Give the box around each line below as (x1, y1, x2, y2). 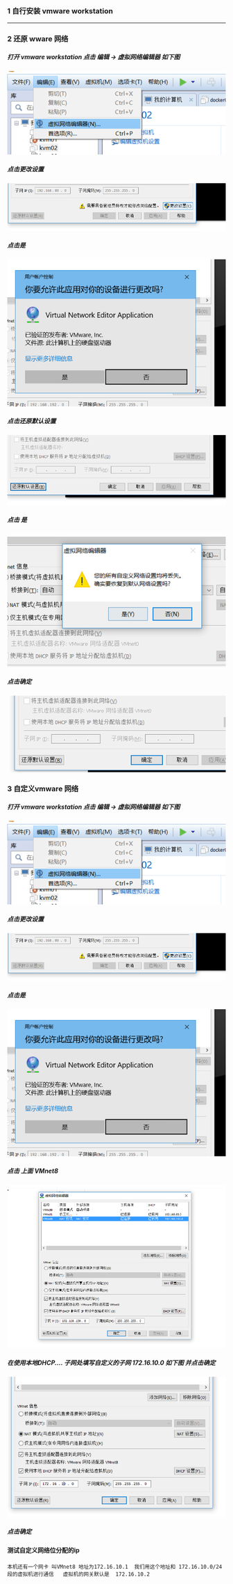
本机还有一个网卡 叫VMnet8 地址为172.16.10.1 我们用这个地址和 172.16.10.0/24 (7, 1563, 223, 1570)
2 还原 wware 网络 (7, 34, 69, 44)
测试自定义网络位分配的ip (7, 1546, 80, 1554)
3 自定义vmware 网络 (7, 784, 79, 794)
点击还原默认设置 (7, 416, 56, 425)
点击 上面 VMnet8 (7, 1166, 59, 1175)
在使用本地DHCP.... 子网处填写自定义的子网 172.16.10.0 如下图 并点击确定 (7, 1359, 216, 1367)
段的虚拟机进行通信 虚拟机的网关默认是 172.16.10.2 (7, 1571, 150, 1578)
